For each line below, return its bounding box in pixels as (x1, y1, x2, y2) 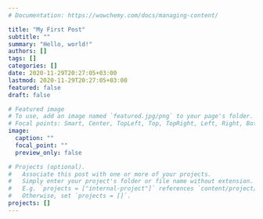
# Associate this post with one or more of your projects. (8, 170, 212, 178)
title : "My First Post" (8, 25, 86, 34)
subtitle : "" (8, 33, 51, 41)
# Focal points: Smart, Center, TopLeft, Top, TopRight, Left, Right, (8, 120, 243, 127)
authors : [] (8, 48, 47, 56)
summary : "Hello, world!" (8, 40, 92, 48)
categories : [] (8, 62, 58, 70)
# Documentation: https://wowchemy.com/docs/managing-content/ (8, 11, 219, 20)
